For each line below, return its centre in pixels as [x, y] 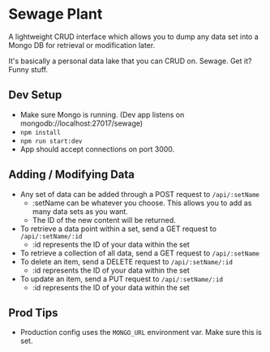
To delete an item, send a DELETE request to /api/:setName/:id [126, 261]
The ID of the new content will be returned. [104, 220]
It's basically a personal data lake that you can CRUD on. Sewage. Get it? [130, 61]
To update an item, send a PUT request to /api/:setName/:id [122, 279]
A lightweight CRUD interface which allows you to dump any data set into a [134, 36]
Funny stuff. [28, 69]
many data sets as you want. [80, 211]
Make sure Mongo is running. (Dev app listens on [102, 114]
